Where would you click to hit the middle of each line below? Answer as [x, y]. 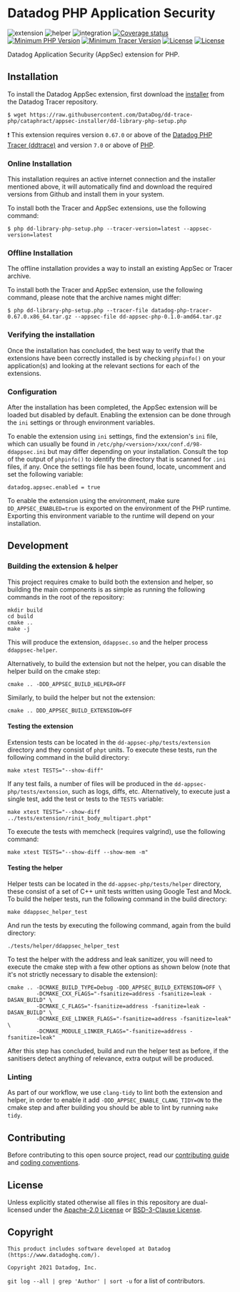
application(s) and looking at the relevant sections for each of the [104, 365]
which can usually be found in [51, 444]
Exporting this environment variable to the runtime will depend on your [111, 515]
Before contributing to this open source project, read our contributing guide [119, 1155]
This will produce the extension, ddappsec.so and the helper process [108, 642]
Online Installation [40, 164]
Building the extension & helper [63, 566]
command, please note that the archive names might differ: [94, 297]
